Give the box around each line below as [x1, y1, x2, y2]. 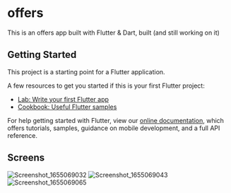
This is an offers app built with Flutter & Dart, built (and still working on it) [7, 28, 220, 37]
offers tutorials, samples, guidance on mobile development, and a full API [7, 124, 220, 132]
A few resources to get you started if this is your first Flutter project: [7, 81, 205, 90]
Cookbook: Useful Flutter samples [17, 103, 117, 111]
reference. [7, 131, 37, 139]
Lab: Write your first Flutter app [17, 95, 109, 103]
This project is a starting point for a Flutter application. [7, 67, 165, 76]
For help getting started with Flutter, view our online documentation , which [7, 116, 225, 124]
